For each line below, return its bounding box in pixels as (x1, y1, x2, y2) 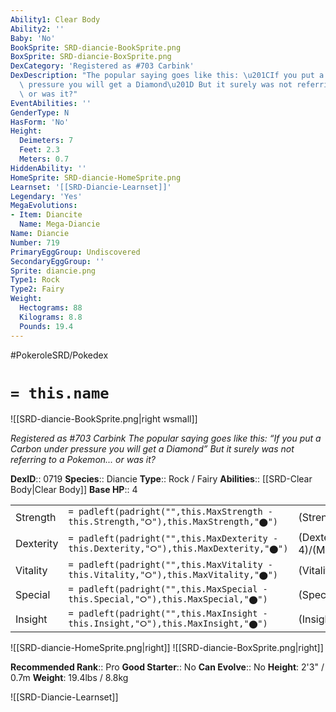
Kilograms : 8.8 (19, 312, 83, 322)
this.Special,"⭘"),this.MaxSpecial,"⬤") (68, 594, 268, 605)
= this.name (10, 384, 110, 403)
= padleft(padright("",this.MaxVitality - (68, 559, 273, 571)
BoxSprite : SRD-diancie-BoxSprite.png (10, 52, 172, 62)
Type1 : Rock (10, 275, 60, 285)
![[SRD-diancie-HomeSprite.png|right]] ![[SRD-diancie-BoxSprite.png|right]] (10, 642, 324, 654)
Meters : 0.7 (19, 154, 70, 164)
